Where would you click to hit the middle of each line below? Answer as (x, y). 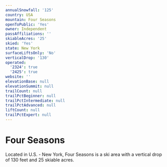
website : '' (18, 77)
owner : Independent (26, 29)
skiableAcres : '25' (26, 39)
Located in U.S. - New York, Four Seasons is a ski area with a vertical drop (84, 154)
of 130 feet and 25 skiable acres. (40, 160)
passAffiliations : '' (28, 34)
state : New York (23, 48)
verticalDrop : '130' (27, 58)
